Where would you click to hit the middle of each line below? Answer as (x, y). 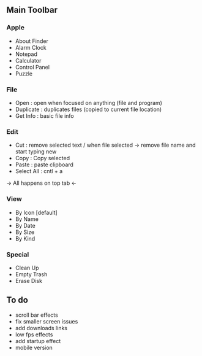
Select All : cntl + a (39, 171)
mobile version (34, 347)
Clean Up (27, 268)
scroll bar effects (36, 315)
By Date (25, 225)
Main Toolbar (32, 10)
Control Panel (32, 67)
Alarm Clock (31, 47)
